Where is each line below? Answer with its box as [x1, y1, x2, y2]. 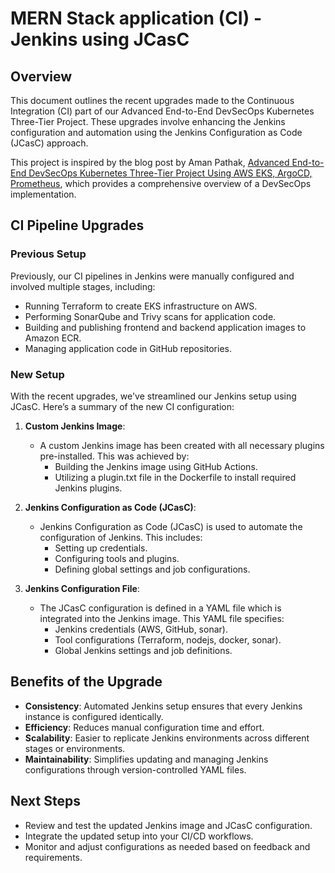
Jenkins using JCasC [10, 28, 190, 51]
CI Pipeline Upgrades [10, 217, 145, 234]
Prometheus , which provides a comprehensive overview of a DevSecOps [10, 178, 312, 189]
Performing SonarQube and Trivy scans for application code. [24, 310, 277, 322]
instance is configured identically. [24, 710, 164, 722]
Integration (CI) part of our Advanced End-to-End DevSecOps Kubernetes [10, 105, 315, 117]
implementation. [10, 188, 77, 200]
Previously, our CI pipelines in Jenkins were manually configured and [10, 270, 295, 282]
